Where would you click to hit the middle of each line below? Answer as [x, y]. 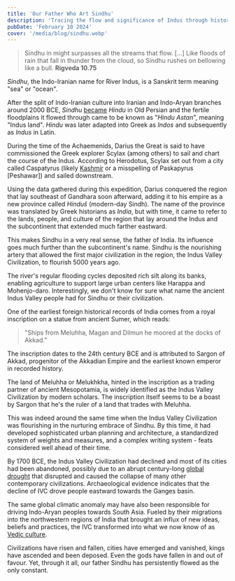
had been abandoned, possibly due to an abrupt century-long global [106, 469]
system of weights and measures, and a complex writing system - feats [110, 440]
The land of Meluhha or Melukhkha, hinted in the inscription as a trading [111, 382]
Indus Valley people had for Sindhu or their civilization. [86, 298]
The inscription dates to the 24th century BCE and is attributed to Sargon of [116, 353]
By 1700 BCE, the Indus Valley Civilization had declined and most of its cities [117, 461]
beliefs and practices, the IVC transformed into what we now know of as [111, 527]
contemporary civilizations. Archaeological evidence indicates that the [108, 484]
